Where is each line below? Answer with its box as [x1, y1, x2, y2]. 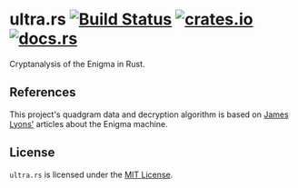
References [9, 84, 76, 100]
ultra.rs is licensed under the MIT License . [9, 169, 174, 180]
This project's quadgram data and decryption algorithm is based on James [9, 109, 289, 120]
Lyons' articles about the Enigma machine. [9, 118, 168, 129]
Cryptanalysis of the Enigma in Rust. [9, 58, 145, 69]
